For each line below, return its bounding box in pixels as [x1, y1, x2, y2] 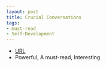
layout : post [6, 8, 39, 15]
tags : [6, 20, 20, 26]
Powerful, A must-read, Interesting [14, 54, 101, 61]
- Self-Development [6, 31, 55, 37]
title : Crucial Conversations [6, 14, 82, 20]
